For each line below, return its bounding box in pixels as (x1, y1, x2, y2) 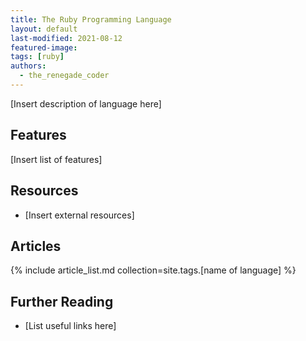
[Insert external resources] (24, 209, 135, 221)
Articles (10, 237, 62, 255)
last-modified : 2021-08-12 (10, 33, 123, 43)
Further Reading (10, 293, 114, 310)
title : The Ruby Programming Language (10, 14, 172, 25)
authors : (10, 61, 47, 71)
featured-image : (10, 42, 78, 53)
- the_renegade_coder (19, 71, 110, 81)
